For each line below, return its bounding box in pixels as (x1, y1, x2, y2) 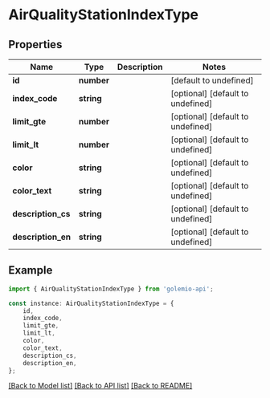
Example (8, 263, 53, 278)
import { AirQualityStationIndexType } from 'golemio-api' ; (8, 285, 215, 293)
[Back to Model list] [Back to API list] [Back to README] (8, 381, 193, 391)
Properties (8, 38, 63, 51)
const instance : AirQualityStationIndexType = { (8, 299, 174, 307)
